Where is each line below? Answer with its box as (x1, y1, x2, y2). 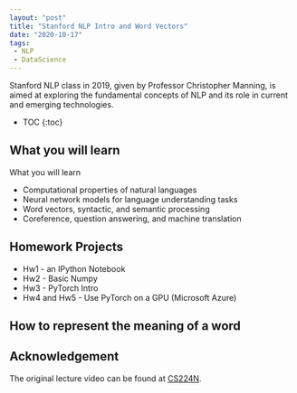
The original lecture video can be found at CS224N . (9, 372, 202, 384)
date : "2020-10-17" (9, 30, 83, 39)
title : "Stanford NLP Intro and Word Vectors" (9, 22, 188, 31)
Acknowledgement (9, 349, 120, 364)
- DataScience (13, 55, 67, 64)
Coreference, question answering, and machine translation (22, 213, 242, 224)
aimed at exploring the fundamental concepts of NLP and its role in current (9, 89, 288, 100)
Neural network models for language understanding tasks (22, 193, 238, 204)
